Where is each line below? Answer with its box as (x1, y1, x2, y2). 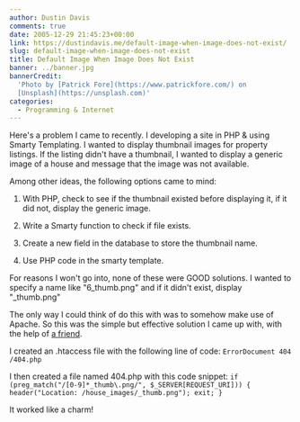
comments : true (9, 22, 66, 31)
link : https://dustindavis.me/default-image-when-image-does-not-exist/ (9, 38, 287, 48)
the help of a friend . (9, 328, 83, 339)
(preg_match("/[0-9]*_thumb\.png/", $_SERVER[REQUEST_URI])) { (9, 381, 251, 390)
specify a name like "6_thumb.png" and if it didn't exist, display (9, 283, 243, 293)
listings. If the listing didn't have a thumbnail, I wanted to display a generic (9, 149, 283, 160)
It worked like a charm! (9, 404, 94, 415)
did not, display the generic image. (22, 203, 151, 214)
